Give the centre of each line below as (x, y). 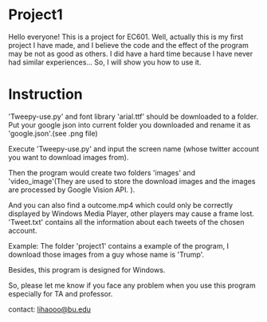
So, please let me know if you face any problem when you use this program (132, 285)
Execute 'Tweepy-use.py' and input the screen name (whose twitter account (134, 148)
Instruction (45, 94)
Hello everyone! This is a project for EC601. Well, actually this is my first (126, 37)
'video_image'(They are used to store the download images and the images (132, 181)
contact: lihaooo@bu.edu (50, 309)
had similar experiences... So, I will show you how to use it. (105, 62)
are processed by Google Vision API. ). (72, 190)
